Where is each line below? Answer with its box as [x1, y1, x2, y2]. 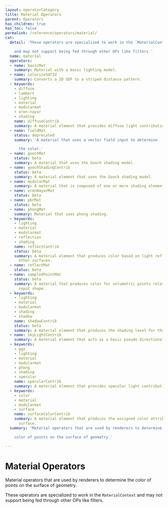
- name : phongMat [9, 207, 46, 212]
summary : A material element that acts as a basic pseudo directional [14, 337, 164, 342]
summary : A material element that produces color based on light [14, 253, 153, 258]
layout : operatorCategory [5, 7, 59, 13]
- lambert [14, 91, 35, 96]
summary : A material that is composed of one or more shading [14, 184, 146, 189]
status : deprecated [14, 133, 55, 138]
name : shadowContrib [14, 318, 57, 323]
